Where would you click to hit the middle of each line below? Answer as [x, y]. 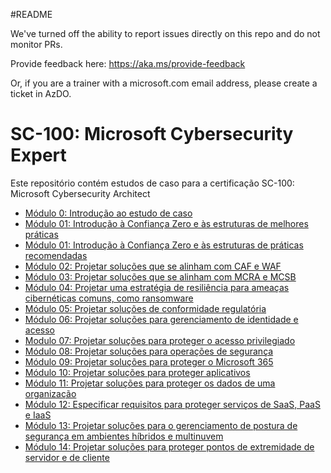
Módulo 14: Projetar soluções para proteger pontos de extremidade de [169, 446]
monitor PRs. [36, 44]
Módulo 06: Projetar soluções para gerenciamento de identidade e [161, 319]
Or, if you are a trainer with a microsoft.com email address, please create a [164, 83]
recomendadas [56, 255]
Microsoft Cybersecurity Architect [80, 193]
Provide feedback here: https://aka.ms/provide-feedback [128, 63]
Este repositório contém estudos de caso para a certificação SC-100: [152, 183]
